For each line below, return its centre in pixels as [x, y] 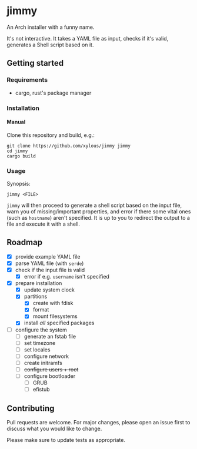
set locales [37, 349]
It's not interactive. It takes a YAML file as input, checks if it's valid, [88, 38]
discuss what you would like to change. [54, 428]
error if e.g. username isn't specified [66, 277]
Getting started [35, 63]
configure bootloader [50, 376]
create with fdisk [53, 303]
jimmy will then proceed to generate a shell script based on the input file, [94, 205]
